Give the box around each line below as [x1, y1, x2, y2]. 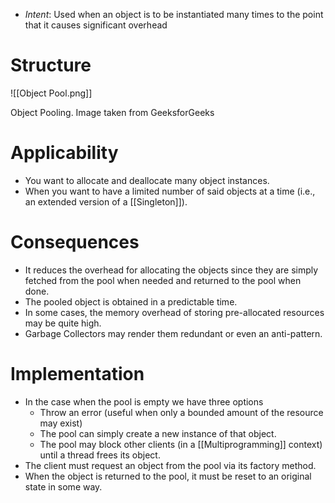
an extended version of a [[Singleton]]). [24, 195, 188, 208]
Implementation [10, 363, 145, 385]
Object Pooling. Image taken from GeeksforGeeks [10, 106, 215, 118]
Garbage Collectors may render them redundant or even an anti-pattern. [24, 327, 323, 339]
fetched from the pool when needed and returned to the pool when [24, 274, 302, 286]
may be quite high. [24, 317, 102, 329]
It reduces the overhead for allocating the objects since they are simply [24, 264, 319, 276]
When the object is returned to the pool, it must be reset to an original [24, 470, 312, 482]
